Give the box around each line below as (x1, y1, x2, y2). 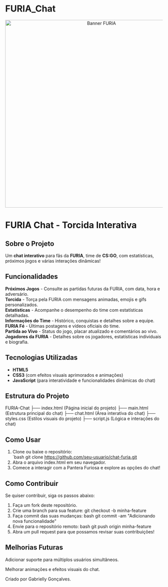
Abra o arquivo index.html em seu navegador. (12, 459, 106, 465)
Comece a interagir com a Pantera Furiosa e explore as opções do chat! (12, 465, 160, 471)
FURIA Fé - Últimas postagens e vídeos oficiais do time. (5, 323, 120, 329)
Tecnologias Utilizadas (5, 353, 78, 362)
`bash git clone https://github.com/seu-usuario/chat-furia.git (12, 454, 137, 460)
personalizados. (5, 301, 38, 308)
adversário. (5, 291, 29, 297)
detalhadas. (5, 312, 29, 318)
